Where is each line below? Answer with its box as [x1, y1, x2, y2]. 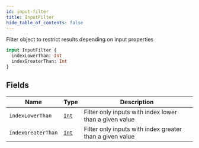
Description [120, 98, 154, 106]
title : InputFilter [6, 14, 54, 20]
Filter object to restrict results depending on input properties [6, 36, 154, 43]
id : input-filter [6, 8, 49, 15]
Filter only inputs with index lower [84, 108, 178, 116]
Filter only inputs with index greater [84, 125, 182, 133]
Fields [6, 81, 30, 91]
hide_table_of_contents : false [6, 20, 84, 25]
